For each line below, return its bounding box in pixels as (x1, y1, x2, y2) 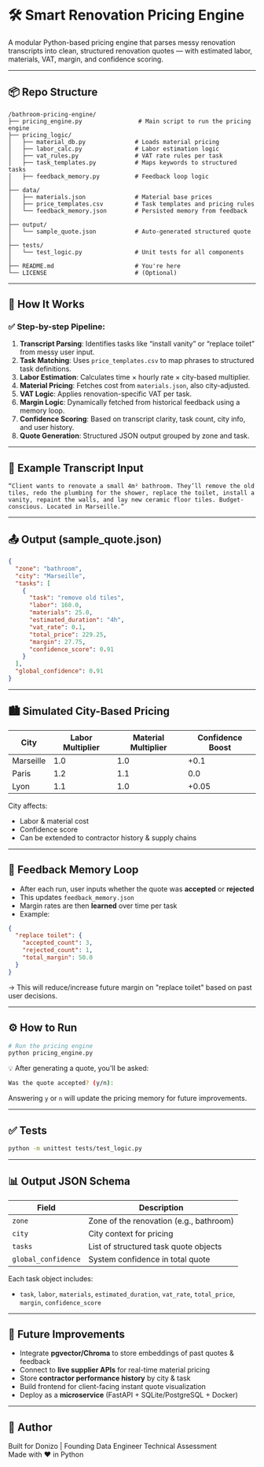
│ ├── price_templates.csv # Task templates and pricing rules (8, 200, 255, 208)
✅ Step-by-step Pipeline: (8, 321, 106, 332)
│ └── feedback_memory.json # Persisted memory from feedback (8, 206, 247, 215)
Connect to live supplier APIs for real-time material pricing (19, 1365, 211, 1375)
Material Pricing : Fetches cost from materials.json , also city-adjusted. (19, 381, 251, 391)
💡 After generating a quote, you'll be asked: (8, 1064, 149, 1073)
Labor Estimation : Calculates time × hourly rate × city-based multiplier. (19, 372, 251, 382)
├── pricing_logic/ (8, 131, 72, 139)
